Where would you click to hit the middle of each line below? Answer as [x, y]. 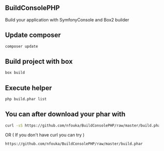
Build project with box [39, 61]
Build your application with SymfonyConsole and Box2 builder [67, 19]
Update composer [33, 35]
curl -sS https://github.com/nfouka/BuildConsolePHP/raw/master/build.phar [84, 125]
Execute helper [29, 88]
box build [15, 73]
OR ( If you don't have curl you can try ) [45, 135]
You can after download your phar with [65, 114]
